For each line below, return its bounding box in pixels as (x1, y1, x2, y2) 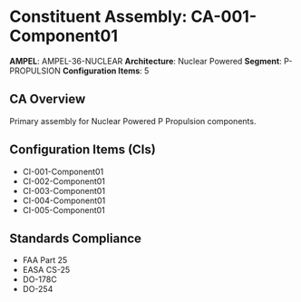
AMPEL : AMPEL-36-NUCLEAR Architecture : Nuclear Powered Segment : (9, 55, 283, 66)
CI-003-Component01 (22, 185, 106, 196)
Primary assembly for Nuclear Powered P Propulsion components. (9, 115, 257, 126)
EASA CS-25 (22, 265, 71, 276)
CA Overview (9, 92, 86, 107)
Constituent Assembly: (9, 6, 188, 27)
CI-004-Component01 (22, 195, 106, 206)
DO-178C (22, 274, 57, 285)
